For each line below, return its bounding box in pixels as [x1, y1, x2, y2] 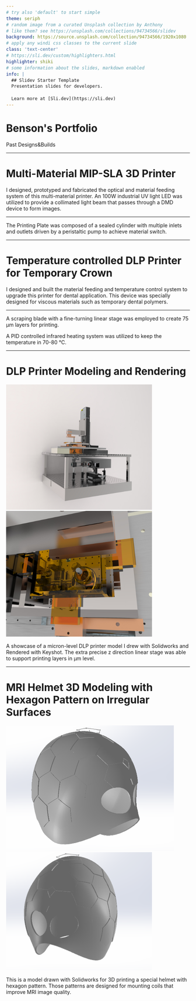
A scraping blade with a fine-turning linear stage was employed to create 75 [6, 315, 189, 322]
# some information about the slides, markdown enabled [6, 65, 145, 71]
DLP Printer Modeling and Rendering [6, 364, 187, 378]
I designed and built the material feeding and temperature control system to [6, 285, 188, 292]
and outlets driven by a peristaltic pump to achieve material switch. [6, 228, 167, 235]
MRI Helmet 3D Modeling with [6, 681, 153, 694]
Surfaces [6, 706, 51, 719]
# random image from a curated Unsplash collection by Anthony [6, 22, 163, 27]
